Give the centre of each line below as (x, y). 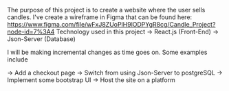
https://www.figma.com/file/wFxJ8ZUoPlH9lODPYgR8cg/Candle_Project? (111, 24)
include (18, 60)
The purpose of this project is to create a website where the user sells (106, 10)
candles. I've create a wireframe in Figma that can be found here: (100, 17)
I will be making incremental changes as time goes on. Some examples (107, 52)
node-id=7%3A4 (31, 31)
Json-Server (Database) (41, 39)
